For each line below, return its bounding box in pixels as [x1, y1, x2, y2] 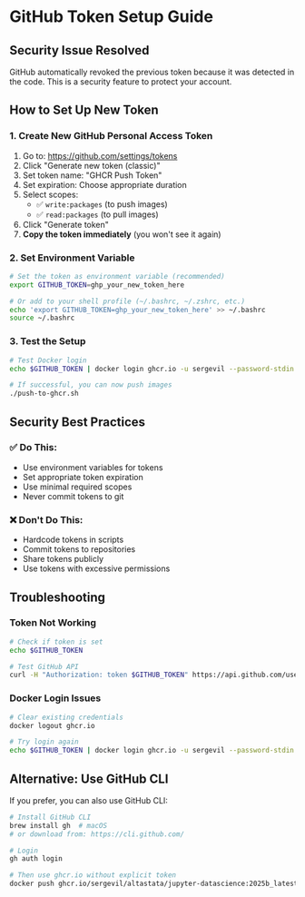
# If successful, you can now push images [9, 380, 172, 389]
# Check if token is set [9, 637, 103, 646]
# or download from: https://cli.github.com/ [9, 829, 184, 839]
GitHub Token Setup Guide [9, 6, 213, 27]
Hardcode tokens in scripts [22, 534, 124, 546]
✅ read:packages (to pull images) [35, 209, 159, 220]
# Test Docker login [9, 356, 88, 365]
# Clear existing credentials [9, 713, 124, 722]
